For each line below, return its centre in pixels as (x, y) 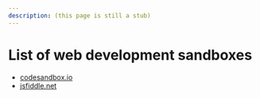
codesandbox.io (46, 77)
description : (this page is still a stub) (80, 16)
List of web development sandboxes (130, 55)
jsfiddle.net (38, 85)
